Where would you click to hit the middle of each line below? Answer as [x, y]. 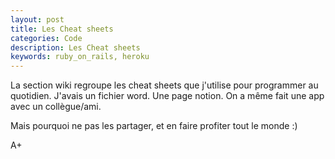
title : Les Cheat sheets [62, 29]
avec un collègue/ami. [56, 107]
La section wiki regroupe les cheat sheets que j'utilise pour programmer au [164, 85]
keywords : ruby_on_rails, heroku [80, 57]
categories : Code [46, 38]
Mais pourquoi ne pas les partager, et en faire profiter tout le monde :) [154, 126]
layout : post [37, 19]
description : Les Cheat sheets [75, 47]
